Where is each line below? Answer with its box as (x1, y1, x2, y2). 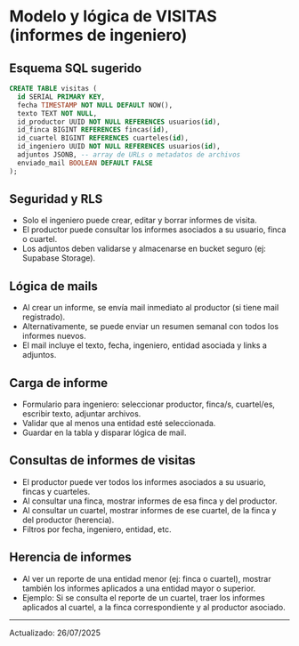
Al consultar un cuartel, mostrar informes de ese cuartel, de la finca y (21, 505, 277, 515)
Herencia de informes (9, 550, 132, 565)
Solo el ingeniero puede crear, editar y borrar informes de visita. (21, 215, 258, 226)
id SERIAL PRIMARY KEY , (17, 92, 105, 101)
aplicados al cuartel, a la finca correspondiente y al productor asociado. (21, 602, 287, 612)
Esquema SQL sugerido (9, 61, 142, 76)
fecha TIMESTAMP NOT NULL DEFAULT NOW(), (17, 101, 174, 109)
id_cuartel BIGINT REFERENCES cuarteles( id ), (17, 133, 190, 143)
